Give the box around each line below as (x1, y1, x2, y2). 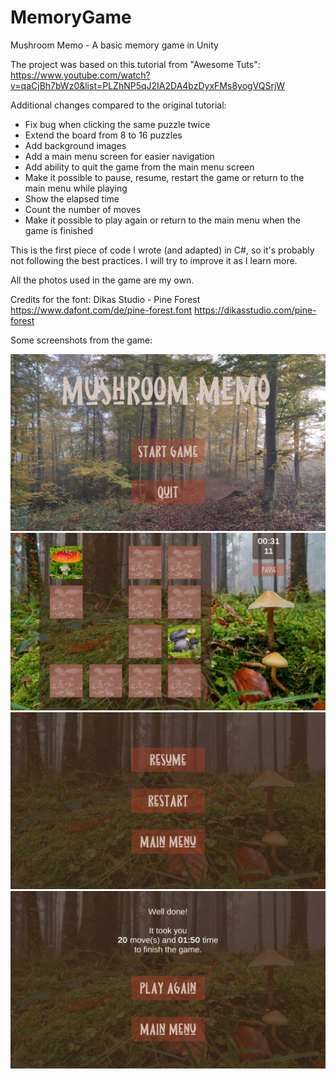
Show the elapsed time (24, 192, 120, 205)
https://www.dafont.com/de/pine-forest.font (10, 304, 193, 316)
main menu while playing (24, 182, 128, 194)
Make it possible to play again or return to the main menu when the (24, 214, 301, 226)
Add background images (24, 139, 127, 151)
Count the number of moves (24, 203, 142, 215)
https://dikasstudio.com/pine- (194, 304, 317, 316)
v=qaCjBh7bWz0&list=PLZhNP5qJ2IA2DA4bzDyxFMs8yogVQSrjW (10, 79, 286, 91)
